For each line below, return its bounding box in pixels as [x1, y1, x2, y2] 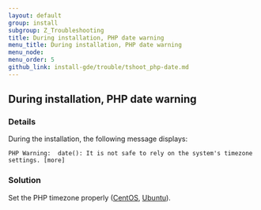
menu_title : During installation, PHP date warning [8, 41, 182, 49]
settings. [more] [8, 156, 66, 165]
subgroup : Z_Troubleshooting [8, 26, 104, 34]
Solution [8, 175, 42, 186]
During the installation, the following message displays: [8, 134, 188, 143]
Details [8, 116, 36, 128]
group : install [8, 19, 59, 27]
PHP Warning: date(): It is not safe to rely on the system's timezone [8, 150, 253, 158]
